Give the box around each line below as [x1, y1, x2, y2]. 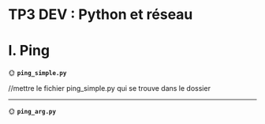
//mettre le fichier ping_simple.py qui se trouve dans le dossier [8, 84, 211, 93]
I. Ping [8, 42, 50, 60]
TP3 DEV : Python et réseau [8, 6, 193, 24]
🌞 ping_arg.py [8, 107, 57, 116]
